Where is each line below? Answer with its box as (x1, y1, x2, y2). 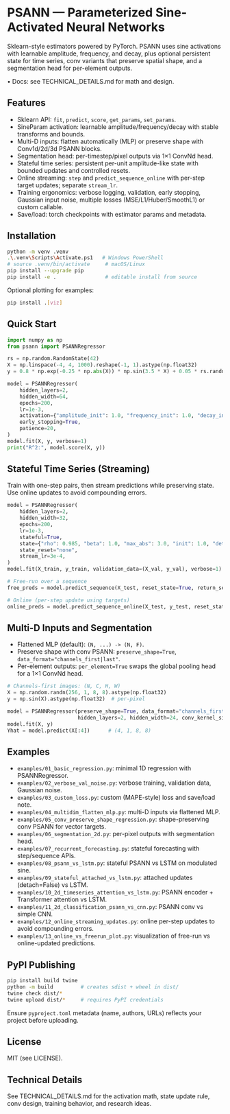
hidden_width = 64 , (19, 393, 69, 400)
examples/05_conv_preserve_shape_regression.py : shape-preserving (16, 815, 209, 824)
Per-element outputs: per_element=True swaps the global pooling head (16, 662, 216, 670)
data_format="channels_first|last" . (16, 655, 121, 663)
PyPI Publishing (7, 959, 75, 971)
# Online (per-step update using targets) (7, 597, 130, 604)
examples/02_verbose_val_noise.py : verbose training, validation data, (16, 779, 212, 787)
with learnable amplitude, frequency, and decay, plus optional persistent (7, 49, 211, 58)
